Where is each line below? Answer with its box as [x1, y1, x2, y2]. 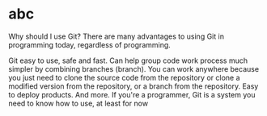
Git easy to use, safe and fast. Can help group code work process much [8, 56, 248, 65]
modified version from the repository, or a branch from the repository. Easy [8, 81, 259, 91]
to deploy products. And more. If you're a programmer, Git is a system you [8, 89, 256, 99]
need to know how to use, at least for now [8, 98, 148, 108]
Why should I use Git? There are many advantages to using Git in [8, 31, 225, 41]
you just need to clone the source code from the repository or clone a [8, 72, 240, 82]
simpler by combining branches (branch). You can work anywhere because [8, 64, 260, 73]
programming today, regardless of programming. [8, 39, 172, 49]
